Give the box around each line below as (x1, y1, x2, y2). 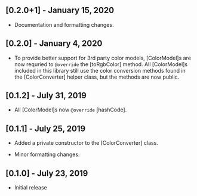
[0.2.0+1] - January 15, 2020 (5, 5, 115, 15)
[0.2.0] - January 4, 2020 (5, 39, 103, 49)
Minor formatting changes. (14, 151, 80, 158)
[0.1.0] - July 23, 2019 (5, 168, 88, 178)
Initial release (14, 184, 47, 191)
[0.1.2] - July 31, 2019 (5, 91, 87, 101)
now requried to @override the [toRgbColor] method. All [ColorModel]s (14, 60, 188, 68)
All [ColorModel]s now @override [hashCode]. (14, 106, 127, 113)
